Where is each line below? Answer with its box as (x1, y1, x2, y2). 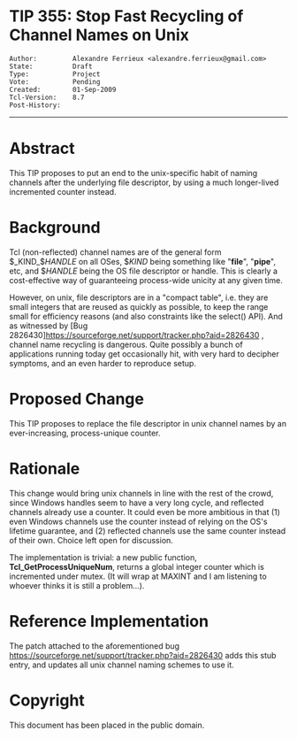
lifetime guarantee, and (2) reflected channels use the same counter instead (9, 525, 286, 536)
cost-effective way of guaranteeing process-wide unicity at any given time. (9, 274, 283, 285)
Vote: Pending (9, 77, 101, 86)
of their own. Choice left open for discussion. (9, 535, 174, 545)
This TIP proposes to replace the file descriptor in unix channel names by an (9, 418, 287, 428)
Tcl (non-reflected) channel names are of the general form (9, 246, 222, 258)
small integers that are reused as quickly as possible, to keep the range (9, 301, 269, 312)
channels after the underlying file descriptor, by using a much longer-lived (9, 177, 279, 188)
